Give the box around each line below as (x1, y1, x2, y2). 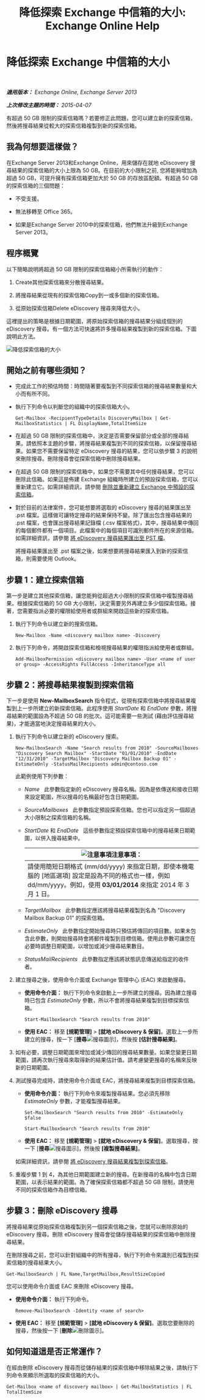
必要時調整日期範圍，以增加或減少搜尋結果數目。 (24, 942, 148, 950)
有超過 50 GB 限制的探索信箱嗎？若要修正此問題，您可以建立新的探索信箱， (6, 114, 196, 122)
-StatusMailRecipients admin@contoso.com (51, 761, 158, 767)
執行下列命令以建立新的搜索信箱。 (15, 621, 101, 628)
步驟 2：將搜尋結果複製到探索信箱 (6, 679, 134, 690)
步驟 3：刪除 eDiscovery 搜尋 (6, 1206, 118, 1216)
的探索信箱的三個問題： (6, 181, 65, 189)
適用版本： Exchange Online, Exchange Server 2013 (6, 88, 137, 95)
